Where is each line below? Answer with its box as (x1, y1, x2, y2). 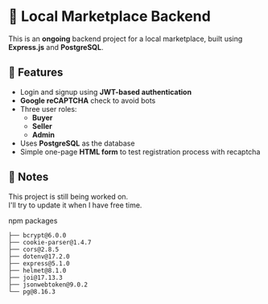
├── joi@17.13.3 (8, 273, 63, 281)
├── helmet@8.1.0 (8, 266, 67, 274)
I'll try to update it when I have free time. (8, 200, 142, 210)
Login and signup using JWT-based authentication (19, 87, 192, 97)
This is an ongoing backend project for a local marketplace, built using (8, 34, 243, 43)
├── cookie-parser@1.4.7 (8, 238, 92, 246)
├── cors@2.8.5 (8, 245, 60, 253)
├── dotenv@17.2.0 (8, 253, 70, 261)
